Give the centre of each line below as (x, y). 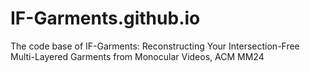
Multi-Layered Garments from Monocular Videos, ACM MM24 (137, 56)
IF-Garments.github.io (105, 18)
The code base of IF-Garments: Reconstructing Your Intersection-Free (155, 46)
